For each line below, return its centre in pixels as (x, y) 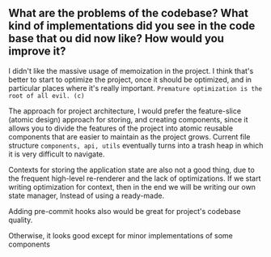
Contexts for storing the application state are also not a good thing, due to (131, 169)
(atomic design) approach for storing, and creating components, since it (128, 119)
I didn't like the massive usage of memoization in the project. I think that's (131, 71)
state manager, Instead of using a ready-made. (86, 195)
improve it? (37, 51)
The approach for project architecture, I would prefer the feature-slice (125, 111)
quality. (21, 220)
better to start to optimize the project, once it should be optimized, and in (130, 79)
